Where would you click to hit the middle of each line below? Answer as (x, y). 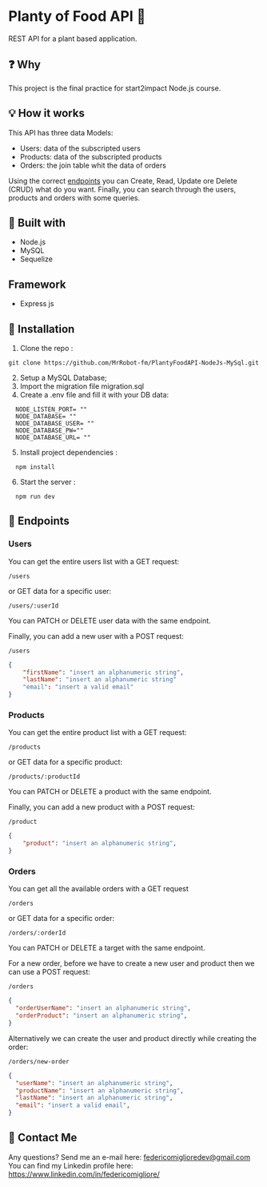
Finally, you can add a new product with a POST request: (102, 807)
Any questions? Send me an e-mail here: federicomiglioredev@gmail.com (129, 1157)
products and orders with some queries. (74, 198)
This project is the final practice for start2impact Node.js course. (115, 88)
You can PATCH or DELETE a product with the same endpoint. (110, 792)
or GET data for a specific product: (65, 762)
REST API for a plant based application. (73, 38)
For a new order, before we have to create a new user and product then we (132, 963)
